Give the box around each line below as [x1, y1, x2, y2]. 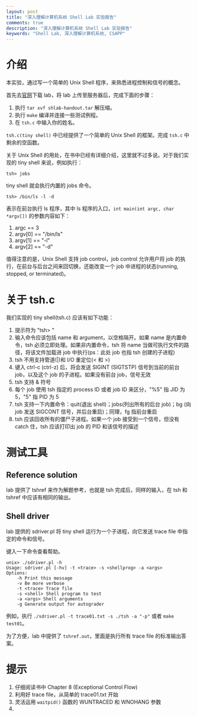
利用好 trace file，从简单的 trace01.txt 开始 [14, 690, 119, 698]
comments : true [6, 20, 44, 26]
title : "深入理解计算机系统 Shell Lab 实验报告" [6, 14, 117, 20]
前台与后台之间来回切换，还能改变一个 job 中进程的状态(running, [21, 263, 179, 270]
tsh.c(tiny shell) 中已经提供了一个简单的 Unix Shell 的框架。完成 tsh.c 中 [6, 132, 190, 139]
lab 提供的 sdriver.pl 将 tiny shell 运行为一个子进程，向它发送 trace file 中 [6, 527, 183, 534]
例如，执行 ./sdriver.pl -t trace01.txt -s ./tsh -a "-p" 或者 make [6, 612, 175, 619]
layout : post [6, 8, 38, 15]
